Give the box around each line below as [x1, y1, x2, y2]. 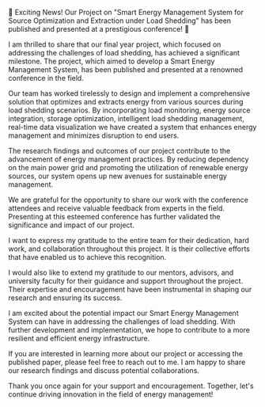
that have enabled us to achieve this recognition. [8, 253, 167, 261]
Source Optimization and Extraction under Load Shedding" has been [8, 16, 232, 25]
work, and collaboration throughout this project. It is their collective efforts [8, 244, 251, 253]
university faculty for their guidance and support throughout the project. [8, 276, 244, 285]
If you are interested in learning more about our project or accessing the [8, 349, 244, 358]
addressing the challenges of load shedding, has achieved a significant [8, 48, 240, 57]
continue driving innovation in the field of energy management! [8, 390, 214, 399]
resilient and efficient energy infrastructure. [8, 333, 150, 343]
